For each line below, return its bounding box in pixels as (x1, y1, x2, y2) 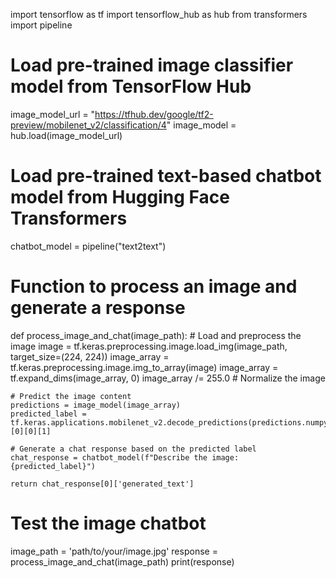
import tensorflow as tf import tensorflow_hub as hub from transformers (10, 9, 308, 20)
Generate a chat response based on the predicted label (19, 444, 257, 454)
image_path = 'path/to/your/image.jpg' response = (10, 545, 218, 557)
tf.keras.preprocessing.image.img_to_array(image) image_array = (10, 361, 279, 373)
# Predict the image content (10, 391, 132, 401)
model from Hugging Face (10, 186, 230, 209)
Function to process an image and (10, 275, 298, 298)
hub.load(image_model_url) (10, 129, 123, 141)
